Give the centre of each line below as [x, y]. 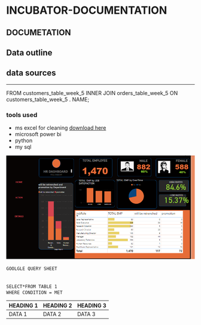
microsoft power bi [38, 134]
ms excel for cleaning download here [60, 128]
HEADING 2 [57, 305]
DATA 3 [86, 314]
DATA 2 [52, 314]
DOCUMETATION [39, 33]
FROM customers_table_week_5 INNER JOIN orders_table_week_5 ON [92, 93]
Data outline [29, 52]
